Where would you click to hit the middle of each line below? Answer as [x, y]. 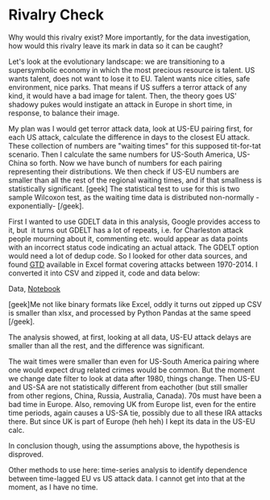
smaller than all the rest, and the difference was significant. [107, 346]
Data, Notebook [35, 288]
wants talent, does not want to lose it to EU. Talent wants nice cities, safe [129, 78]
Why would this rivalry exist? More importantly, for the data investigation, [130, 37]
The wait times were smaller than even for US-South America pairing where [134, 361]
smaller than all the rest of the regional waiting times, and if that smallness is [135, 180]
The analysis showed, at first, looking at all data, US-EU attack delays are [130, 337]
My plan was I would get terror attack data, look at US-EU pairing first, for [131, 128]
